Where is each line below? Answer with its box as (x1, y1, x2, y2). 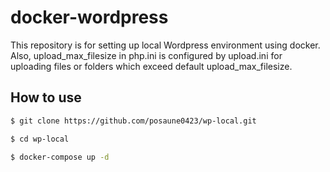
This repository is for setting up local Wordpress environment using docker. (10, 39, 321, 51)
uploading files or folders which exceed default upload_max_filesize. (10, 60, 293, 72)
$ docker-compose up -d (10, 152, 110, 162)
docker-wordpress (10, 6, 169, 29)
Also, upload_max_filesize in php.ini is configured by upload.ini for (10, 49, 283, 61)
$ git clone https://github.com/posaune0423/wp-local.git (10, 116, 257, 126)
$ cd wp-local (10, 134, 70, 144)
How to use (10, 89, 82, 106)
